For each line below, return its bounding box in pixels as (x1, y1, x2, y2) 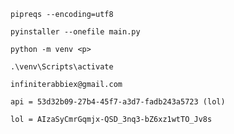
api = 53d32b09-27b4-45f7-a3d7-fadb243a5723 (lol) (10, 97, 226, 107)
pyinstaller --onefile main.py (10, 27, 141, 37)
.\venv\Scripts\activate (10, 62, 114, 72)
